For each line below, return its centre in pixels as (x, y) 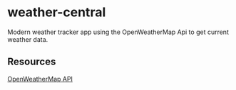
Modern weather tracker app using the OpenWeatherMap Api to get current (118, 32)
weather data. (28, 39)
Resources (32, 62)
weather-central (57, 12)
